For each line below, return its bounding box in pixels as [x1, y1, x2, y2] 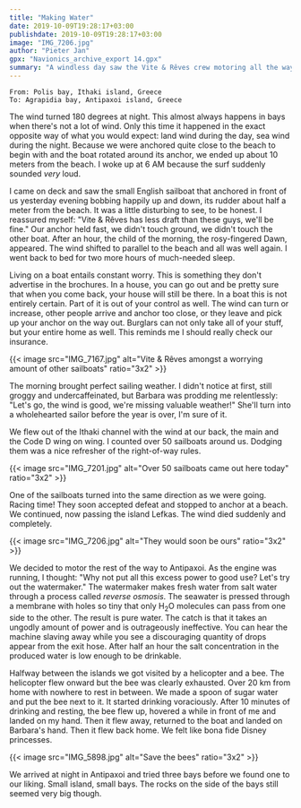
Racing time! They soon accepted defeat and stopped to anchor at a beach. [9, 499, 288, 510]
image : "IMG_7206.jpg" [9, 38, 94, 47]
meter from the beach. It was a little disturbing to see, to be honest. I [9, 204, 262, 215]
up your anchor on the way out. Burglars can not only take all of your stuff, [9, 317, 284, 328]
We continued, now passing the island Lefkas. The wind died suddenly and [9, 508, 287, 520]
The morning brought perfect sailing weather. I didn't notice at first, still [9, 380, 272, 391]
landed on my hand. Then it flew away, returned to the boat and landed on [9, 715, 283, 726]
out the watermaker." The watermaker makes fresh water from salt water [9, 581, 278, 592]
